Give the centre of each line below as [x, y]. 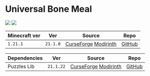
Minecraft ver [24, 36]
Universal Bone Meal [49, 9]
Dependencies [25, 58]
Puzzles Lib [21, 66]
